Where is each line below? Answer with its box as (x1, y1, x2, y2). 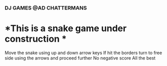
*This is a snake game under (5, 23, 127, 34)
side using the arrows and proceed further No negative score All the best (5, 55, 156, 61)
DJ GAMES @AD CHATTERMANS (5, 4, 87, 11)
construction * (5, 33, 67, 45)
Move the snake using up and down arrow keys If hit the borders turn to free (5, 50, 162, 56)
